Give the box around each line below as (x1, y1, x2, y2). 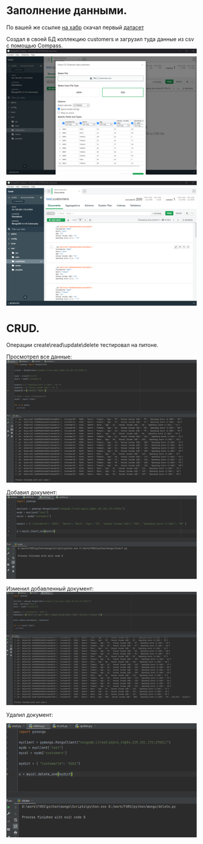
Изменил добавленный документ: (6, 585, 94, 592)
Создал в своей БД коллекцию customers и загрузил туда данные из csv (6, 35, 195, 42)
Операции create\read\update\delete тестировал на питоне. (6, 341, 159, 349)
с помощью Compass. (6, 42, 63, 49)
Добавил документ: (6, 489, 57, 496)
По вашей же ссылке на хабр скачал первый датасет (6, 24, 144, 31)
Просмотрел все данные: (6, 353, 72, 361)
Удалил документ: (6, 711, 53, 718)
